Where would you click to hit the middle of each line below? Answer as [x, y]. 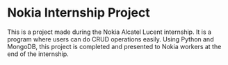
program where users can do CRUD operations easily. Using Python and [111, 39]
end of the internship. [38, 54]
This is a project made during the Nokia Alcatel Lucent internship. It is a [109, 32]
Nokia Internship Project [79, 13]
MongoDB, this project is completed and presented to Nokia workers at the [114, 46]
